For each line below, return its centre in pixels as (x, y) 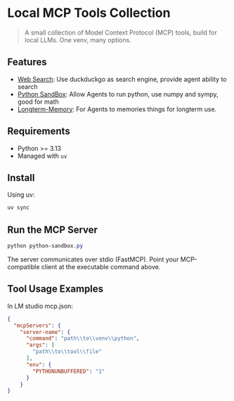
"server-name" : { (45, 332)
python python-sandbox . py (45, 246)
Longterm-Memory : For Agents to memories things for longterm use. (117, 109)
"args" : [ (40, 345)
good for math (38, 101)
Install (21, 178)
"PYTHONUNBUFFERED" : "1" (69, 371)
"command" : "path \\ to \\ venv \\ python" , (83, 339)
